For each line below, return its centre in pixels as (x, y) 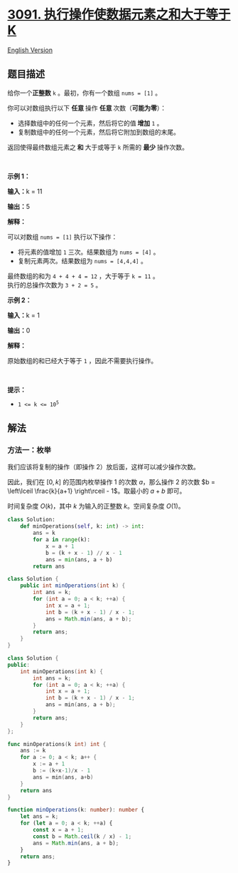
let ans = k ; (39, 817)
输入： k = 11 (25, 191)
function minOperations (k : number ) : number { (76, 810)
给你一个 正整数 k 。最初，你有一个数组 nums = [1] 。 (85, 93)
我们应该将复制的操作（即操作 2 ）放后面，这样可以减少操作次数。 (104, 467)
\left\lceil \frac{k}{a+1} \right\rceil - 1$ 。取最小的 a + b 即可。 (97, 491)
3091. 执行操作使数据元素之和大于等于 (119, 15)
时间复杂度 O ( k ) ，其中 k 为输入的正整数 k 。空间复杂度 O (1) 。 (96, 506)
